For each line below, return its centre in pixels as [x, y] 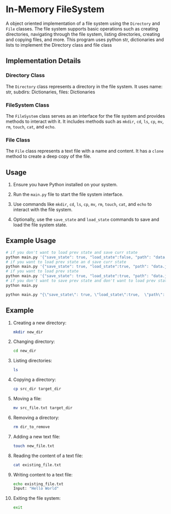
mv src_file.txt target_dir [43, 408]
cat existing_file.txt [37, 465]
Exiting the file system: [37, 498]
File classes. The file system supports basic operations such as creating [82, 28]
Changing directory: [34, 341]
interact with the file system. [43, 210]
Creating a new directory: [40, 323]
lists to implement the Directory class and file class [59, 45]
